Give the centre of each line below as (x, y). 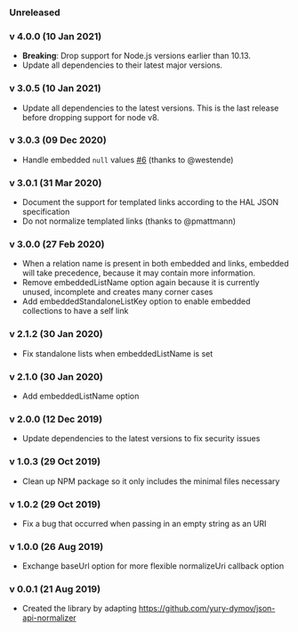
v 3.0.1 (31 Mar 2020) (56, 183)
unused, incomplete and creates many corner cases (117, 292)
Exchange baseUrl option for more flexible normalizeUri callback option (153, 566)
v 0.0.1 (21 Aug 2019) (55, 589)
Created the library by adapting (79, 609)
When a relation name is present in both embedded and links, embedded (155, 264)
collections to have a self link (75, 311)
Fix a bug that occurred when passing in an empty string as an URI (144, 523)
